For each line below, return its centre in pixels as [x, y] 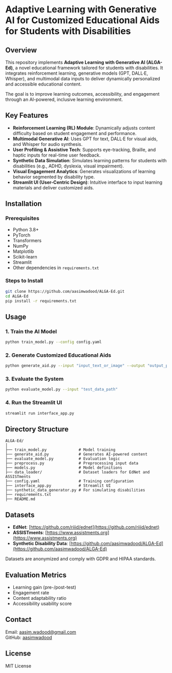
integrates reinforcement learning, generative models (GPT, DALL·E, [77, 73]
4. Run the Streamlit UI [34, 403]
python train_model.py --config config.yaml [53, 342]
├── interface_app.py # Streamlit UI [58, 486]
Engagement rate [31, 593]
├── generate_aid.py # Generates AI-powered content [76, 454]
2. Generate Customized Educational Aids [58, 355]
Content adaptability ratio [39, 598]
